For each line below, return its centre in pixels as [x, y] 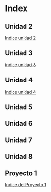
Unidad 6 [19, 123]
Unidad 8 [19, 156]
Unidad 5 [19, 107]
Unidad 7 [19, 140]
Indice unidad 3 [20, 65]
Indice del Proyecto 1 [26, 184]
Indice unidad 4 [20, 92]
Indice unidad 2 [20, 38]
